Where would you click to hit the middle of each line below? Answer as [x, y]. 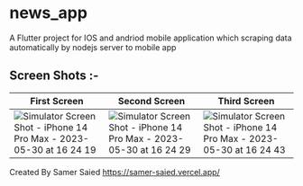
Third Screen [246, 101]
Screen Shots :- [54, 76]
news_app [49, 13]
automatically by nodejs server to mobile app [93, 47]
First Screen [57, 101]
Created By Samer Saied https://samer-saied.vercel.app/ [115, 172]
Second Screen [151, 101]
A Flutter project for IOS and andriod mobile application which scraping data [151, 38]
